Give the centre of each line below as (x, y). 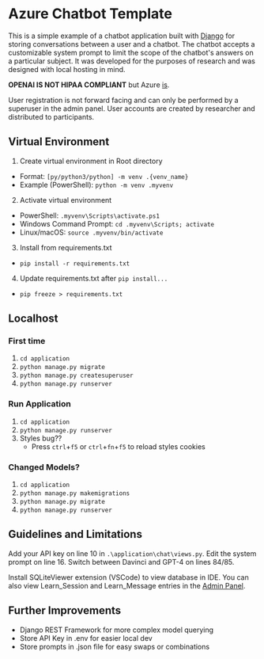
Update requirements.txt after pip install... (94, 278)
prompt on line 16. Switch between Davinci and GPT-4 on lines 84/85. (121, 562)
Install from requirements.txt (66, 247)
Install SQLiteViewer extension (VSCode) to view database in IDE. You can (128, 577)
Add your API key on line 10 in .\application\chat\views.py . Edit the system (132, 553)
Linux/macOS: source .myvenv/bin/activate (91, 232)
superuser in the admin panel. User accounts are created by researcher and (132, 109)
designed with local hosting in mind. (67, 69)
